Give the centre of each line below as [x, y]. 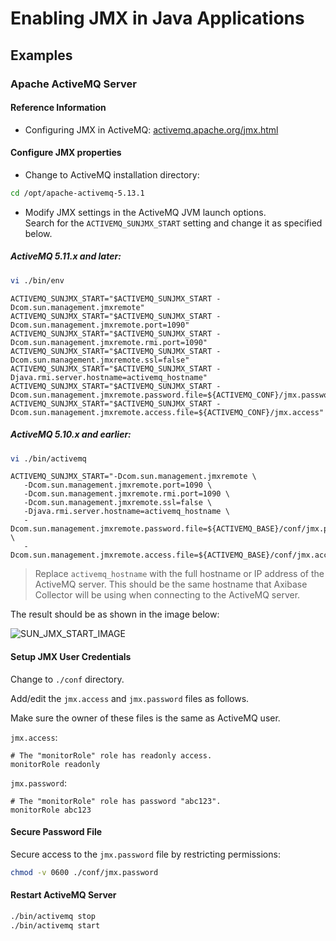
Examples [41, 55]
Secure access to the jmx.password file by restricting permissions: [145, 854]
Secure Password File [56, 832]
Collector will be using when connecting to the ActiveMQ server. [167, 595]
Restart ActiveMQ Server [63, 895]
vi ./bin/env [37, 280]
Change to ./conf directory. [67, 679]
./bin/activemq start [55, 925]
